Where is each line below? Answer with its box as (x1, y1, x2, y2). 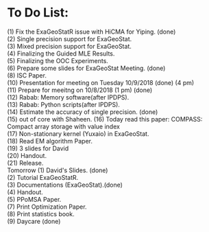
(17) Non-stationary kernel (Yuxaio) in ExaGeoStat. (7, 129, 149, 138)
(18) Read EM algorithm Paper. (7, 137, 93, 145)
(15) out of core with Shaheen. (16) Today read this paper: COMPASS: (7, 115, 203, 123)
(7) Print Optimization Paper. (7, 202, 87, 211)
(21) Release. (7, 159, 44, 167)
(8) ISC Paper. (7, 71, 47, 80)
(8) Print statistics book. (7, 209, 75, 218)
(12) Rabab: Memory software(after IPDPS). (7, 93, 130, 101)
